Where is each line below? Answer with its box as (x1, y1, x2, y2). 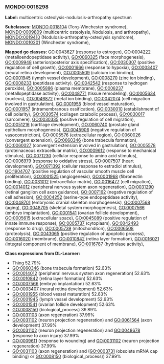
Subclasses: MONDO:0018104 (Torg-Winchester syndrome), (5, 24, 128, 30)
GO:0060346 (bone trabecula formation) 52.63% (12, 265, 112, 271)
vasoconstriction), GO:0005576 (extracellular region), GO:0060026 (5, 132, 141, 138)
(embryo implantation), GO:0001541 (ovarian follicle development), (5, 210, 139, 216)
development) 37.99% (12, 322, 57, 328)
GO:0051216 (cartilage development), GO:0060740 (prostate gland (5, 122, 140, 128)
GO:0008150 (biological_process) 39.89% (12, 307, 97, 313)
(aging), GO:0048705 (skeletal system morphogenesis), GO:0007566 (5, 205, 145, 211)
